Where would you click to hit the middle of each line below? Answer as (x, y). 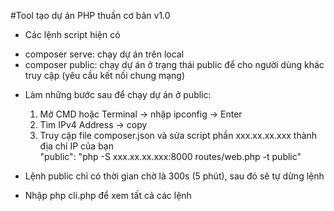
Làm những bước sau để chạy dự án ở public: (118, 94)
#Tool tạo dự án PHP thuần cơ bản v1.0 (90, 15)
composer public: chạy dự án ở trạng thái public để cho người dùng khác (174, 64)
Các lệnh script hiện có (72, 34)
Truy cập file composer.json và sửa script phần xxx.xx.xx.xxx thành (178, 135)
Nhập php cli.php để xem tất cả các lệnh (108, 195)
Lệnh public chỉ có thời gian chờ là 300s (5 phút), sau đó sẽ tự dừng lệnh (174, 176)
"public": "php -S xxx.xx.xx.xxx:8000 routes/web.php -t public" (170, 156)
